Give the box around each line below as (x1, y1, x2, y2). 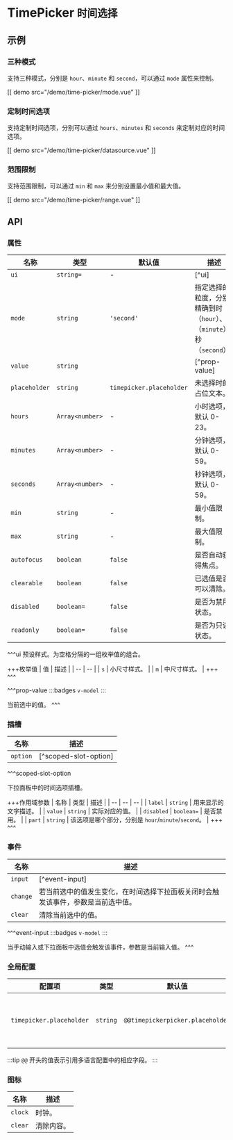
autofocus (10, 556, 43, 564)
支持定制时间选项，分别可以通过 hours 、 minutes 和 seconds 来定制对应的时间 (7, 124, 225, 132)
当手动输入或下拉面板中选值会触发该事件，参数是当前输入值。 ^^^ (7, 943, 194, 951)
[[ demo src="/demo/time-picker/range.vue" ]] (7, 196, 141, 204)
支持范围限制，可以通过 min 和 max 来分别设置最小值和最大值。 (7, 182, 185, 190)
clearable (10, 579, 43, 587)
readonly (10, 626, 40, 634)
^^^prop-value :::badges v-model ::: (7, 686, 106, 694)
